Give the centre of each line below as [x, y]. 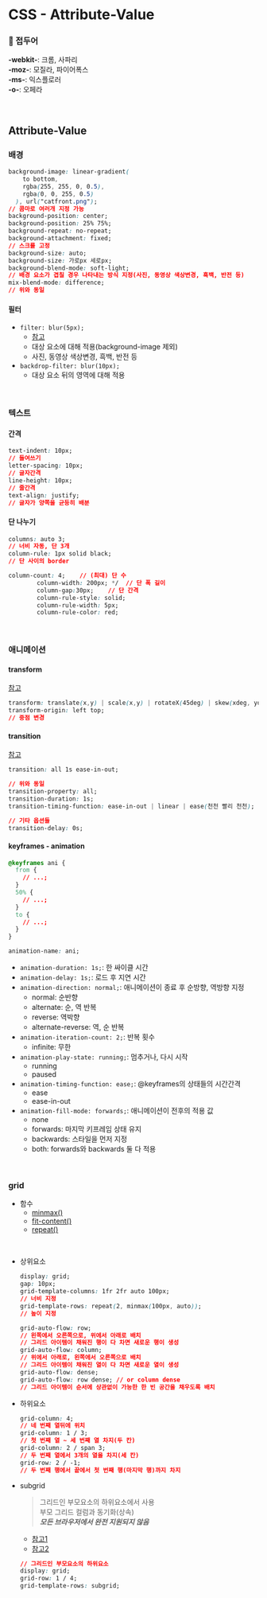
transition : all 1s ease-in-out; [64, 770]
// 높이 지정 [38, 1313]
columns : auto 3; [37, 539]
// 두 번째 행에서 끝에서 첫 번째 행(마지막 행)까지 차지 [100, 1470]
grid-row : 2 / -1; [50, 1463]
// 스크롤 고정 [29, 246]
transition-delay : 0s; [46, 828]
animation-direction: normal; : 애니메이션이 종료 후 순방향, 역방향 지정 [132, 988]
